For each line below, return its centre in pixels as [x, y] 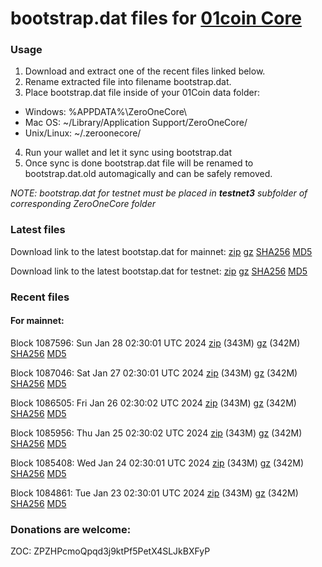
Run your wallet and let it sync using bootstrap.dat [128, 153]
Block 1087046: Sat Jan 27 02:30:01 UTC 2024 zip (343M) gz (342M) [154, 373]
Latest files [38, 230]
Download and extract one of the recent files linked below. [145, 71]
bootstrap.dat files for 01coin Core [156, 18]
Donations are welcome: [71, 529]
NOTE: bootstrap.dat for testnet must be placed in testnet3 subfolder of [159, 193]
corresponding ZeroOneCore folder [83, 204]
